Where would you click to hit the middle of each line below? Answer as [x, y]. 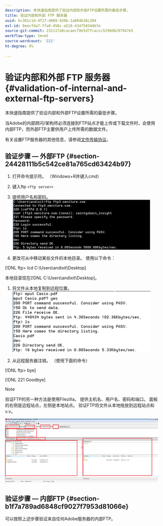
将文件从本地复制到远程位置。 [42, 288]
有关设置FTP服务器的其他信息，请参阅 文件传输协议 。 [58, 139]
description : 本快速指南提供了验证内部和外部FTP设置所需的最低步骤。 [67, 10]
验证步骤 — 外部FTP [35, 156]
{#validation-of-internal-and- [66, 88]
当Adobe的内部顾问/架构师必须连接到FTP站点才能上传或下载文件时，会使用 [80, 123]
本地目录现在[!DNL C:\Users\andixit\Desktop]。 [52, 278]
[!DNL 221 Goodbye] [25, 380]
